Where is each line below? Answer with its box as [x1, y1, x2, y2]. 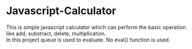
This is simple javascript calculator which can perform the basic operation [6, 24, 186, 31]
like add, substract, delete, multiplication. [6, 30, 106, 37]
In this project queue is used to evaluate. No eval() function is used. [6, 36, 170, 43]
